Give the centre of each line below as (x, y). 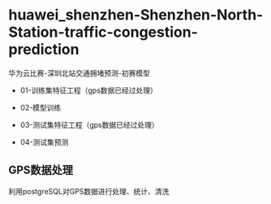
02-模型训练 (41, 107)
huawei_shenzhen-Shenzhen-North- (136, 15)
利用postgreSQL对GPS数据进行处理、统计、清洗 (89, 191)
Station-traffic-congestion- (103, 32)
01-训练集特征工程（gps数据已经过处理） (89, 90)
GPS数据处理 (41, 170)
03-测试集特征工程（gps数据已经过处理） (90, 124)
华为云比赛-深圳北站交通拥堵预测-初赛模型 (79, 73)
